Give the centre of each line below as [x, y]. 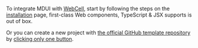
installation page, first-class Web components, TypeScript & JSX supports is [99, 15]
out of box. [20, 21]
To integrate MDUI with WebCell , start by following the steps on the [88, 9]
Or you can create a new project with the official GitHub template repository [98, 33]
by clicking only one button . [40, 39]
